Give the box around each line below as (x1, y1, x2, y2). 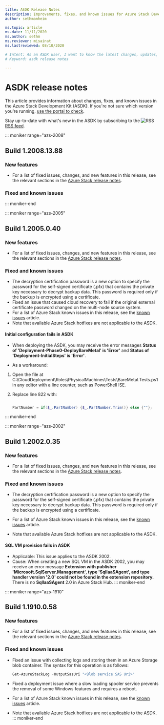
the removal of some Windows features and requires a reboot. (12, 685, 137, 691)
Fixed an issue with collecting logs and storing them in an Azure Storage (12, 657, 158, 663)
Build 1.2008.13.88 (5, 146, 63, 155)
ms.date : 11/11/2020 (5, 30, 47, 35)
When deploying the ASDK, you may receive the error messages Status (12, 342, 157, 348)
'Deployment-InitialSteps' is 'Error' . (12, 352, 86, 358)
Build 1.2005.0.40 (5, 224, 61, 232)
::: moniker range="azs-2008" (5, 132, 66, 138)
